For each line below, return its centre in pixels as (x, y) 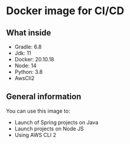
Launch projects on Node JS (49, 129)
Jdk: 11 (23, 53)
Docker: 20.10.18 (34, 59)
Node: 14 (26, 66)
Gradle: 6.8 (28, 47)
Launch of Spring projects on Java (56, 122)
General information (44, 96)
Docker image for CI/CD (65, 11)
